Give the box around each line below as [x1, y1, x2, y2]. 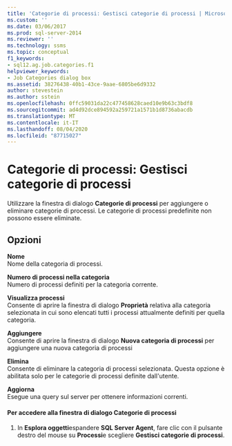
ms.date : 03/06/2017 [7, 23, 67, 30]
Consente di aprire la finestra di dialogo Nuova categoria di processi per [7, 336, 215, 345]
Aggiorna [7, 385, 35, 394]
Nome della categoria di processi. [7, 260, 104, 268]
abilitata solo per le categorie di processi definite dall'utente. [7, 372, 180, 380]
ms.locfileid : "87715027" [7, 132, 81, 139]
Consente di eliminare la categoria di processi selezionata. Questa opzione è [7, 365, 225, 373]
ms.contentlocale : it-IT [7, 119, 79, 126]
